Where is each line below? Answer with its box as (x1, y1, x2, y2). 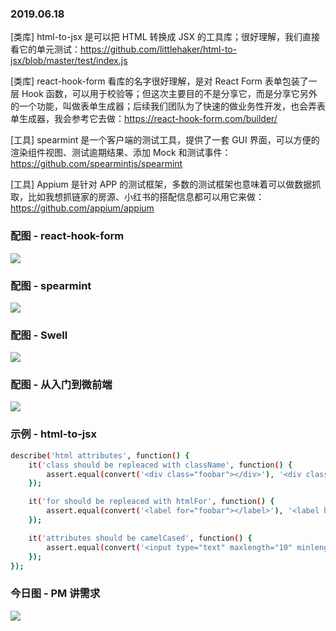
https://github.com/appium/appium (10, 202, 155, 214)
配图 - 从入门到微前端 (10, 378, 113, 392)
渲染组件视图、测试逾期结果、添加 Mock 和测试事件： (10, 147, 232, 159)
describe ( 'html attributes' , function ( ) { (10, 450, 190, 461)
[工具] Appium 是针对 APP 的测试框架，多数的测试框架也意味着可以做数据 (10, 178, 313, 191)
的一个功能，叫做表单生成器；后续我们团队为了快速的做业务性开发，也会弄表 (10, 100, 326, 112)
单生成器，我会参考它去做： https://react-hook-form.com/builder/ (10, 113, 278, 125)
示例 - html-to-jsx (10, 427, 97, 441)
